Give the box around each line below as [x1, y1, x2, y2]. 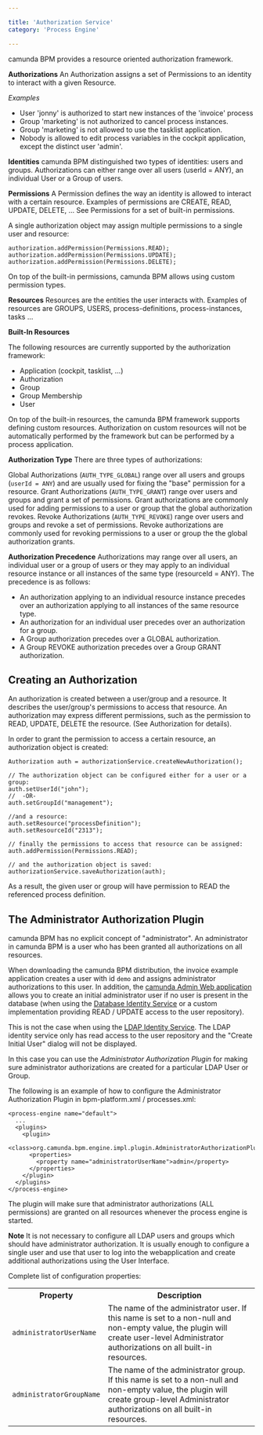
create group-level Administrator [108, 1394, 229, 1405]
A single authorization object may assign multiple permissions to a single [8, 221, 243, 230]
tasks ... [8, 312, 34, 321]
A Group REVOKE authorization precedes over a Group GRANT [19, 642, 222, 652]
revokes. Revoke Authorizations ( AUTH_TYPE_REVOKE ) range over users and [8, 511, 244, 521]
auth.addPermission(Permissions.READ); [8, 847, 139, 855]
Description [157, 1290, 202, 1301]
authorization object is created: [8, 743, 109, 752]
